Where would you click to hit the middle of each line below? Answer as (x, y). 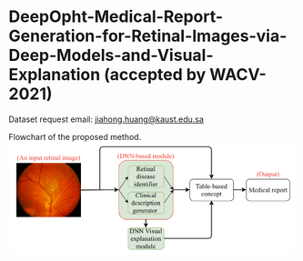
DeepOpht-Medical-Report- (116, 17)
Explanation (55, 75)
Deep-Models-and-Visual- (111, 55)
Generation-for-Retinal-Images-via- (148, 36)
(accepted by (155, 75)
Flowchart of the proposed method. (75, 136)
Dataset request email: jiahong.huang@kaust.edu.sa (106, 119)
